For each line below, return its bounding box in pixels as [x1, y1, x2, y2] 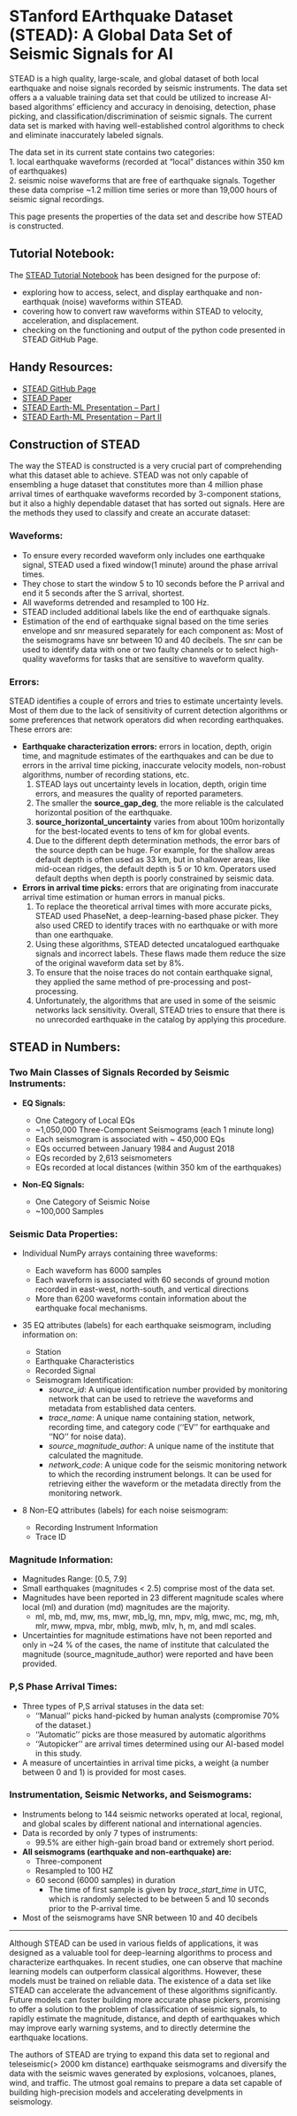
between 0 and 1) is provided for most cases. [21, 1766, 187, 1778]
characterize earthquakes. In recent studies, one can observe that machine [9, 1957, 283, 1967]
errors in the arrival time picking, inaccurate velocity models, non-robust [21, 759, 286, 770]
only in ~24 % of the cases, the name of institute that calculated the [21, 1639, 270, 1650]
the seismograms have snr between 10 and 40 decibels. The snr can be [21, 634, 283, 645]
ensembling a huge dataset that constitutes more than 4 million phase [9, 479, 263, 490]
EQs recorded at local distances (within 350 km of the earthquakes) [34, 1162, 282, 1172]
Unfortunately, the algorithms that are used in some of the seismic [34, 995, 277, 1006]
